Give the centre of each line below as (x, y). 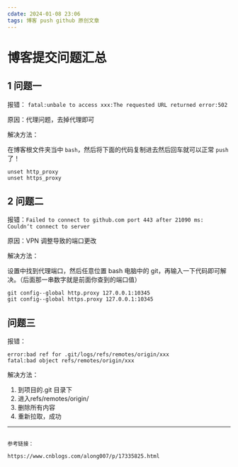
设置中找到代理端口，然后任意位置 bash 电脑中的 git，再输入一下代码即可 (114, 271)
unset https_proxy (34, 178)
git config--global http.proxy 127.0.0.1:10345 (79, 293)
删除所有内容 (36, 408)
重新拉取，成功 (39, 416)
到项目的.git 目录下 (45, 390)
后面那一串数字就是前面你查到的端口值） (81, 279)
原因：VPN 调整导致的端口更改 (52, 241)
